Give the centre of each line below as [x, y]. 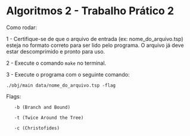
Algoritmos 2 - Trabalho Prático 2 [90, 11]
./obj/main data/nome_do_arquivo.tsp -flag [61, 85]
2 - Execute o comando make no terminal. [56, 63]
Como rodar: [22, 27]
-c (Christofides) [37, 128]
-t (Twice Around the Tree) [49, 118]
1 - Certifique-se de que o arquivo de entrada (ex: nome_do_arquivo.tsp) [95, 39]
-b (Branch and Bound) [42, 107]
